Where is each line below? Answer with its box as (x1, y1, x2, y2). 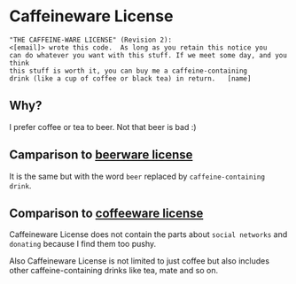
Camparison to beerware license (9, 148, 193, 163)
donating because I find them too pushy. (9, 239, 157, 249)
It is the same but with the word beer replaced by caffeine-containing (9, 171, 266, 181)
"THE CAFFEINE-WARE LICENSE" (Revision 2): (9, 35, 173, 44)
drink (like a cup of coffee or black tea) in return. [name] (9, 73, 252, 83)
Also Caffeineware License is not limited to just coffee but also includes (9, 256, 270, 266)
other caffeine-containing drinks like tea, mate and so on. (9, 265, 219, 276)
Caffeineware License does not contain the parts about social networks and (9, 229, 288, 240)
